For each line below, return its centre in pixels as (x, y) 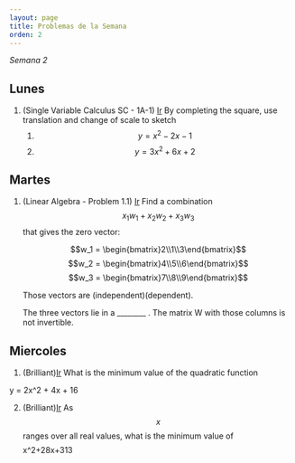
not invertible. (48, 323)
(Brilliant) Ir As (48, 407)
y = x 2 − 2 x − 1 (165, 135)
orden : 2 (26, 34)
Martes (30, 180)
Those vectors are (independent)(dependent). (108, 296)
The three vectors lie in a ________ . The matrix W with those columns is (154, 313)
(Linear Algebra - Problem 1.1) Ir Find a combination (118, 202)
